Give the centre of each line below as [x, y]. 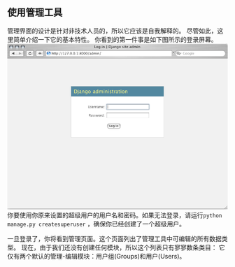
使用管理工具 [35, 13]
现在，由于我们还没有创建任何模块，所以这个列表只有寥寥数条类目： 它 [123, 247]
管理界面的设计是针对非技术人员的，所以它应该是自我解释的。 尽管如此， [112, 31]
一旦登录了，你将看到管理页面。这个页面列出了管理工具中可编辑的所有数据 [114, 238]
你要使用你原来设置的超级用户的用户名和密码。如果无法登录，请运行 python [115, 215]
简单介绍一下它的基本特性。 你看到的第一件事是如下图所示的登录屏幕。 [115, 39]
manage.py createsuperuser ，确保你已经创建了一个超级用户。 [96, 224]
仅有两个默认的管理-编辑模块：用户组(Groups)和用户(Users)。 [97, 256]
